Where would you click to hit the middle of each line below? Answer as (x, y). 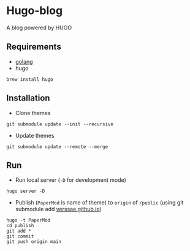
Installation (28, 98)
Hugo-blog (35, 11)
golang (24, 61)
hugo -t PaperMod (28, 220)
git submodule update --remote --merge (57, 147)
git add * (19, 231)
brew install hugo (30, 79)
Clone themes (33, 113)
